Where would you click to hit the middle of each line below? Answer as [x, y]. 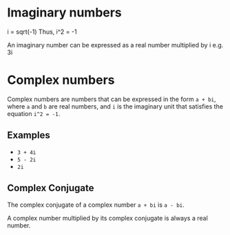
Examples [29, 135]
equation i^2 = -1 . [34, 113]
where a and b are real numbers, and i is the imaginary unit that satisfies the [115, 106]
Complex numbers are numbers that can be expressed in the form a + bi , [112, 99]
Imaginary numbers [64, 13]
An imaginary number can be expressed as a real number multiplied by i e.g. [115, 45]
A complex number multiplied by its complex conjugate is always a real [107, 218]
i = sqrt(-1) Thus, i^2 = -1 [42, 32]
